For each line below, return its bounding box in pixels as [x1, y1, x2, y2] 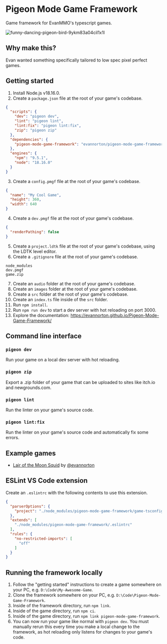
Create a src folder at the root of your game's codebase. [12, 291, 128, 297]
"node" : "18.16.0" [14, 160, 53, 165]
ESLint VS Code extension [5, 476, 88, 485]
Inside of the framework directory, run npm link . [12, 603, 111, 609]
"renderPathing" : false [10, 229, 59, 234]
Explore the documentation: [12, 312, 70, 318]
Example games [5, 449, 56, 457]
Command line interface [5, 332, 82, 340]
